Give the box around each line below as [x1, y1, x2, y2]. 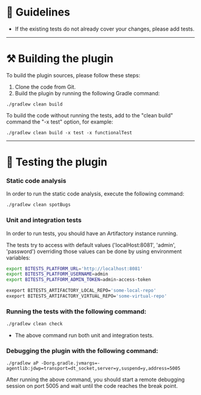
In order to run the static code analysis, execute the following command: [6, 190, 184, 197]
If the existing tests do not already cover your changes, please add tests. [14, 25, 194, 32]
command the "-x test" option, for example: [6, 118, 114, 125]
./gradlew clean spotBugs [6, 202, 71, 208]
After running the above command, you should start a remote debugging [6, 376, 185, 383]
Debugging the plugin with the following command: [6, 347, 159, 355]
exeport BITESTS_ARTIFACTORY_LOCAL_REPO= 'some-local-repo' [6, 288, 157, 294]
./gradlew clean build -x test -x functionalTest [6, 129, 133, 135]
